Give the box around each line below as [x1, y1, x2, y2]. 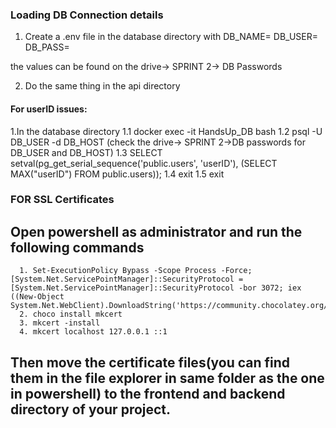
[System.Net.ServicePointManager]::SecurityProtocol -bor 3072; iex [10, 283, 302, 293]
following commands [10, 239, 145, 256]
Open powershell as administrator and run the [10, 223, 303, 240]
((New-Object [10, 292, 65, 302]
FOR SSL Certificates [10, 193, 115, 207]
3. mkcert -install [19, 318, 101, 328]
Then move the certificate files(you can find [10, 354, 291, 371]
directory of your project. [10, 401, 172, 418]
